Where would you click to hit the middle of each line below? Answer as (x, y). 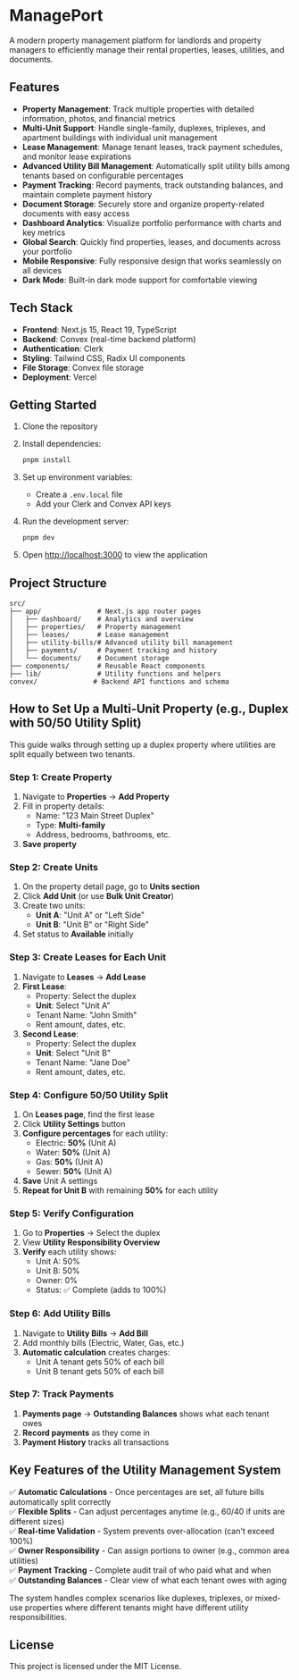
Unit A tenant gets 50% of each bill (100, 1361)
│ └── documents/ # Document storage (89, 658)
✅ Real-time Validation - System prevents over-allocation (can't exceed (142, 1531)
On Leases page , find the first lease (88, 1114)
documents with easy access (76, 213)
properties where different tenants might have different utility (137, 1607)
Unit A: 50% (58, 1262)
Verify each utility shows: (69, 1252)
